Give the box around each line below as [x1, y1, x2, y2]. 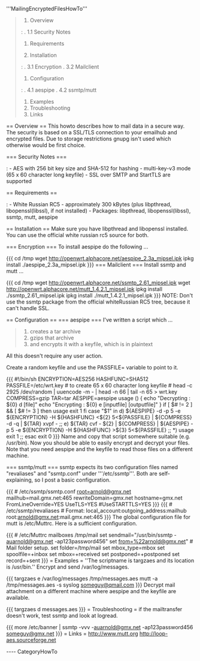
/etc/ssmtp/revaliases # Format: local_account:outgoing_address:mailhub [6, 507, 187, 514]
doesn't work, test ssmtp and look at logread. [6, 612, 118, 619]
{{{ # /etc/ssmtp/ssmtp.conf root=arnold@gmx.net [6, 488, 132, 495]
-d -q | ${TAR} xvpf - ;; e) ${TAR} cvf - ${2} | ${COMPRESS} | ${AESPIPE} [6, 420, 190, 427]
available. [6, 594, 30, 601]
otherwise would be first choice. [6, 142, 86, 149]
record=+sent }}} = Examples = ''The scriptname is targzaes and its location [6, 557, 195, 564]
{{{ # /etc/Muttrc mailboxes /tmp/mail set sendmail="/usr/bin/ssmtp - [6, 531, 177, 539]
